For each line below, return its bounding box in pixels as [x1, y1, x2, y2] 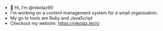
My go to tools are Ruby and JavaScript [10, 15, 93, 21]
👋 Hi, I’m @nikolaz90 [10, 5, 54, 10]
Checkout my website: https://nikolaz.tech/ [10, 20, 100, 26]
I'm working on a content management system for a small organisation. [10, 10, 158, 16]
